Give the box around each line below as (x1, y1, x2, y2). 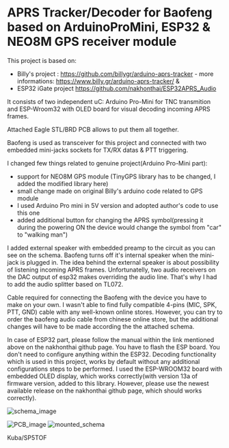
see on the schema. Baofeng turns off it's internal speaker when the (7, 251, 199, 259)
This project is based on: (7, 56, 77, 64)
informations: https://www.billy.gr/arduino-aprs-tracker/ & (16, 77, 180, 85)
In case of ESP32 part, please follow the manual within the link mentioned (7, 335, 214, 343)
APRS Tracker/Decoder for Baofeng (7, 5, 213, 21)
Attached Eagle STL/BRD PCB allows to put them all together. (7, 125, 179, 133)
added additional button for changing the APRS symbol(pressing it (16, 215, 204, 224)
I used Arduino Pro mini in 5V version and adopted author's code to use (16, 201, 219, 209)
